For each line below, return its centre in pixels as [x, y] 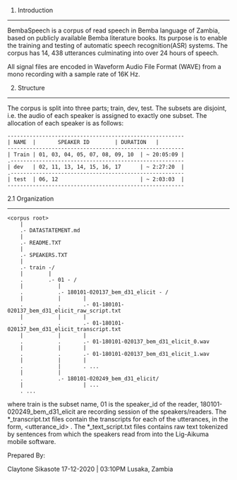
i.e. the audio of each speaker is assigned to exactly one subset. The [107, 115]
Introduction [35, 10]
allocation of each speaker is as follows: [66, 123]
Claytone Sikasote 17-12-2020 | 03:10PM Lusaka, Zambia [90, 469]
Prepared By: [26, 455]
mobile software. [32, 442]
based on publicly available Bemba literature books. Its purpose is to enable [117, 38]
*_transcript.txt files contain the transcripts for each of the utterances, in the [118, 419]
